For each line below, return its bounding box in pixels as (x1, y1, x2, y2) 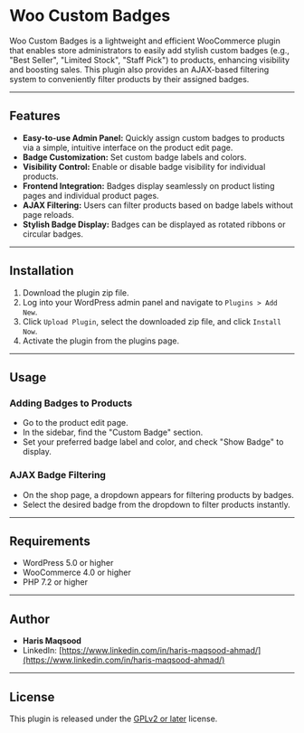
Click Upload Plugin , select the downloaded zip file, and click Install (22, 315, 282, 326)
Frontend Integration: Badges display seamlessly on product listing (22, 180, 275, 191)
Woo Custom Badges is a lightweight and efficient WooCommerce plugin (9, 35, 280, 46)
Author (9, 611, 50, 626)
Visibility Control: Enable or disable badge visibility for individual (22, 161, 266, 172)
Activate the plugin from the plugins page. (22, 335, 179, 346)
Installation (9, 263, 74, 278)
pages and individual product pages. (22, 190, 160, 201)
